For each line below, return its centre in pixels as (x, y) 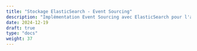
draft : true (21, 28)
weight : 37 (19, 39)
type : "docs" (22, 33)
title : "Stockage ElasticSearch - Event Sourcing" (69, 11)
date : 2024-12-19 (27, 22)
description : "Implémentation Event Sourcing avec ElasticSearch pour (94, 17)
